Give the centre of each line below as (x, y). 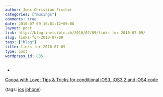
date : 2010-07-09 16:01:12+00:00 (40, 24)
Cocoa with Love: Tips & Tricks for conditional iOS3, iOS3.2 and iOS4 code (81, 80)
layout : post (19, 28)
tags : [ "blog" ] (21, 42)
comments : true (21, 19)
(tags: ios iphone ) (23, 90)
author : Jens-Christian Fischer (39, 10)
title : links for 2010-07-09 (35, 47)
